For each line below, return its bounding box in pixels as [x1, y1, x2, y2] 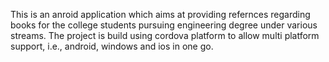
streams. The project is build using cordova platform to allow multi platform [10, 30, 320, 41]
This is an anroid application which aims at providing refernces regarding [10, 9, 311, 20]
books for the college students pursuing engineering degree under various [10, 19, 318, 31]
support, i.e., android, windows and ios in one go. [10, 40, 214, 52]
